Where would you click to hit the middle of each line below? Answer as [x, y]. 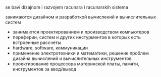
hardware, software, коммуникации [50, 48]
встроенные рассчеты [37, 42]
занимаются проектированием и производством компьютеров [81, 32]
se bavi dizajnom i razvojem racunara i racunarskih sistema [67, 7]
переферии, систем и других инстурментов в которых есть [77, 37]
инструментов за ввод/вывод [44, 69]
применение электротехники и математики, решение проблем [80, 53]
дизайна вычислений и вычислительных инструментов [72, 58]
